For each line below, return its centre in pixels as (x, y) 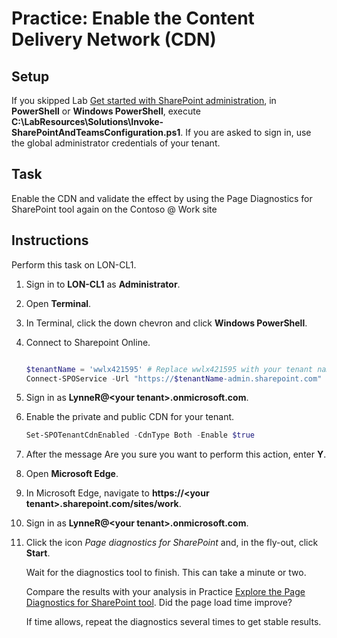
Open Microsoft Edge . (72, 474)
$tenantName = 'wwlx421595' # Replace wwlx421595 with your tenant (169, 369)
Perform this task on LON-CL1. (74, 264)
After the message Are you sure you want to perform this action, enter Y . (176, 454)
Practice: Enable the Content (133, 18)
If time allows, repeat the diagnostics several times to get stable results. (173, 622)
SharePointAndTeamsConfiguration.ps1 (96, 132)
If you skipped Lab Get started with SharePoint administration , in (144, 100)
